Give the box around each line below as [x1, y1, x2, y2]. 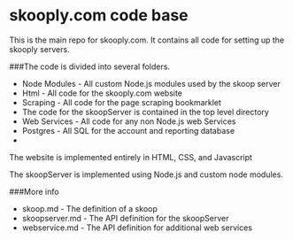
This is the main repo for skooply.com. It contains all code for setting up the [9, 35, 285, 45]
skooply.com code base [9, 5, 189, 26]
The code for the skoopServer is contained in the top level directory [21, 106, 270, 117]
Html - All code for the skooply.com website [21, 88, 183, 98]
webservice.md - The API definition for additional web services [21, 222, 252, 233]
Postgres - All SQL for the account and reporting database [21, 125, 235, 135]
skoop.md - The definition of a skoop [21, 203, 158, 213]
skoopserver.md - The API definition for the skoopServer [21, 213, 229, 223]
